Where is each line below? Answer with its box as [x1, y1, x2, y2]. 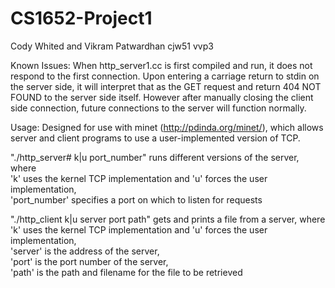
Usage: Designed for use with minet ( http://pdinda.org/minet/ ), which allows [10, 121, 324, 133]
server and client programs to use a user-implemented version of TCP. [10, 132, 301, 144]
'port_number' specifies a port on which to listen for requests [10, 193, 263, 206]
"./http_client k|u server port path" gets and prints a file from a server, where [10, 213, 326, 225]
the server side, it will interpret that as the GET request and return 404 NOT [10, 80, 322, 92]
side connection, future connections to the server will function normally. [10, 102, 307, 114]
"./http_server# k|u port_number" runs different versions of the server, [10, 151, 300, 163]
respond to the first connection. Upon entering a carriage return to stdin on [10, 70, 320, 82]
